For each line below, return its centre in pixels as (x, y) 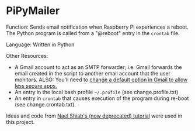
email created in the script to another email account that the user (93, 73)
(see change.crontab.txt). (45, 104)
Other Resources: (27, 56)
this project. (20, 122)
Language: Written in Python (40, 44)
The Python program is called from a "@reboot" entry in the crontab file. (93, 33)
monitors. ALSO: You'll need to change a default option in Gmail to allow (101, 80)
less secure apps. (36, 85)
